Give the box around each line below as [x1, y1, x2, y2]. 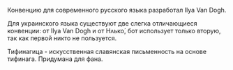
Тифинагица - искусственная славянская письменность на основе [7, 48, 207, 55]
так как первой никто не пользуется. [7, 34, 117, 42]
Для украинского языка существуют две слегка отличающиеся [7, 19, 197, 27]
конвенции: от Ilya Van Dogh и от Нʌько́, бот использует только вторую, [7, 27, 221, 35]
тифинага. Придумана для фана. [7, 55, 103, 63]
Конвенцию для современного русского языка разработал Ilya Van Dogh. [7, 6, 227, 14]
